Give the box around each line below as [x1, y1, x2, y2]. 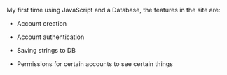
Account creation [16, 19, 67, 27]
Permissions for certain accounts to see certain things [16, 60, 173, 68]
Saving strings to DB [16, 47, 76, 54]
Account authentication [16, 33, 85, 41]
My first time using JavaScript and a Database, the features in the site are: [6, 6, 221, 14]
